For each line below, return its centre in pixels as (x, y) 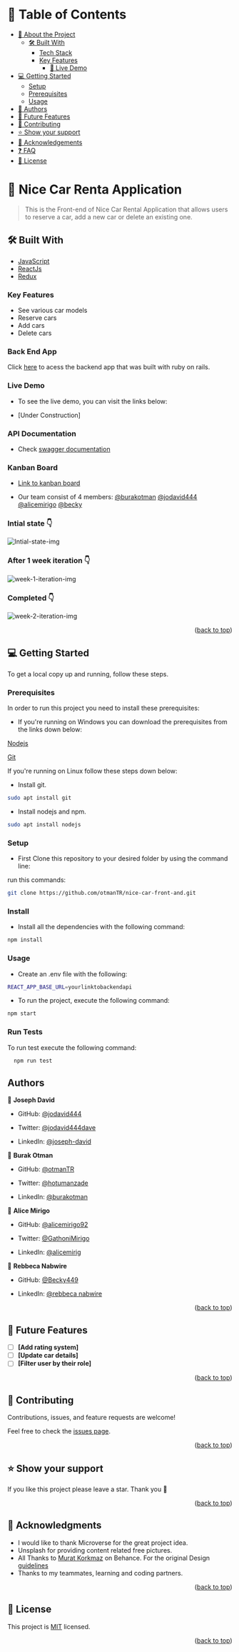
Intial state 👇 (30, 524)
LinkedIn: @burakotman (52, 1197)
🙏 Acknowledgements (50, 142)
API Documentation (42, 434)
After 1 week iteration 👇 (49, 561)
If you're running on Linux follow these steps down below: (92, 771)
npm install (25, 940)
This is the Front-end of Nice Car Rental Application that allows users (126, 209)
